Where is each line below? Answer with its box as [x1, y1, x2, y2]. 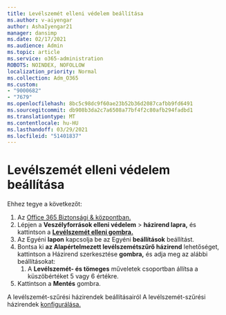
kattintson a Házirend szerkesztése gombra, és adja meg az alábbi [17, 250, 208, 258]
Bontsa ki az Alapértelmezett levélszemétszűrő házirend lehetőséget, [17, 243, 220, 251]
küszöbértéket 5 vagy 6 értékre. [27, 272, 119, 280]
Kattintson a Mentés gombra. [17, 280, 102, 288]
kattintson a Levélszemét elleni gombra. [17, 228, 133, 236]
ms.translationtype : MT [7, 113, 76, 120]
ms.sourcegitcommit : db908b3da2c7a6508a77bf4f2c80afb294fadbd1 [7, 107, 194, 114]
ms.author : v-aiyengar [7, 17, 73, 24]
